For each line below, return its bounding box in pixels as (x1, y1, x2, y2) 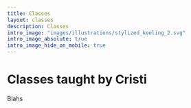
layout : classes (7, 17, 54, 23)
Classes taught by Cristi (7, 72, 147, 87)
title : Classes (7, 10, 51, 17)
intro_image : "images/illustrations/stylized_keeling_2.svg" (7, 29, 186, 36)
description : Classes (7, 23, 69, 30)
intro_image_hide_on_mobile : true (7, 42, 106, 49)
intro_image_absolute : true (7, 36, 88, 43)
